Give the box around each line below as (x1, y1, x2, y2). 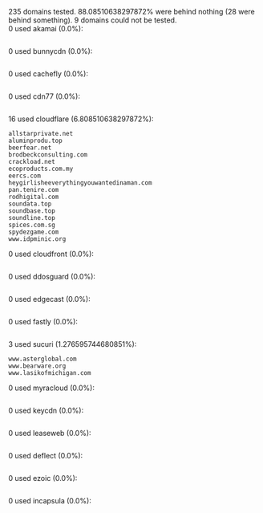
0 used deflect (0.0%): (8, 451, 83, 460)
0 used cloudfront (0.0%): (8, 249, 95, 259)
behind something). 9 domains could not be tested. (8, 15, 177, 25)
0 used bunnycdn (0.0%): (8, 47, 93, 55)
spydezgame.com (8, 228, 59, 236)
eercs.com (8, 172, 42, 180)
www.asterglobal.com (8, 355, 78, 363)
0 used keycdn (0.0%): (8, 405, 84, 415)
